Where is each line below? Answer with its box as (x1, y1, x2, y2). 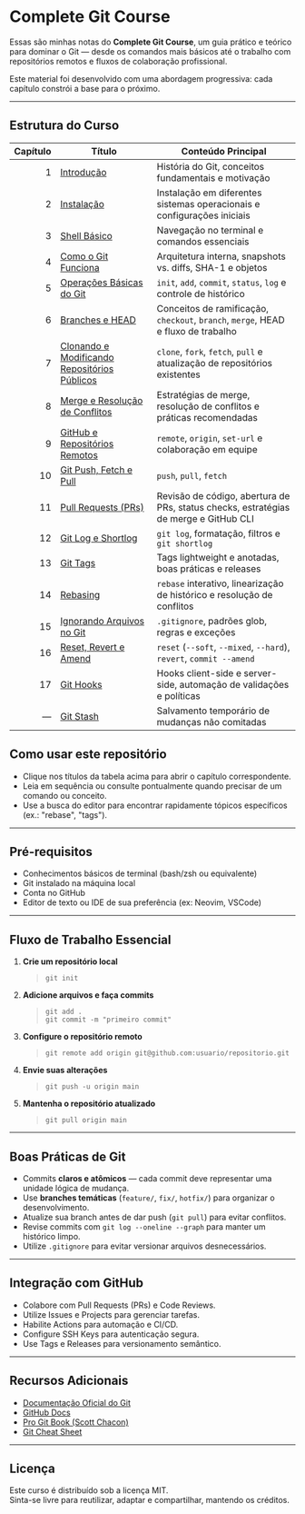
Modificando (60, 351, 115, 364)
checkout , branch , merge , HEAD (156, 314, 285, 326)
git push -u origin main (44, 1082, 140, 1091)
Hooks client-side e (156, 666, 242, 679)
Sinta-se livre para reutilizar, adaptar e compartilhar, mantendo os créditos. (9, 1495, 290, 1506)
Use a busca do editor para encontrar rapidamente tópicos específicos (22, 800, 288, 811)
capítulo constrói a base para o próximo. (9, 83, 161, 94)
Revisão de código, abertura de (156, 489, 290, 502)
